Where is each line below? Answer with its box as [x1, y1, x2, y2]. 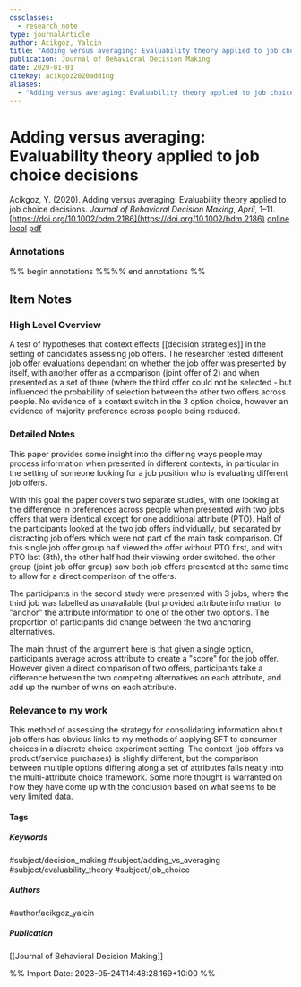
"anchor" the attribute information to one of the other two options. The [9, 607, 270, 618]
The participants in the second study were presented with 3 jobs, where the [9, 588, 289, 599]
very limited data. [9, 791, 73, 802]
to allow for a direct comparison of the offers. [9, 570, 176, 581]
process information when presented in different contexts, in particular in [9, 458, 279, 469]
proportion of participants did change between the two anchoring [9, 616, 252, 628]
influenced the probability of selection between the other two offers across [9, 386, 287, 397]
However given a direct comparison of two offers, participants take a [9, 662, 263, 673]
